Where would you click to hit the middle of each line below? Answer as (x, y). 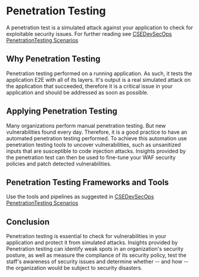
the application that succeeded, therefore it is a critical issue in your (89, 86)
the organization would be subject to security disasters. (74, 268)
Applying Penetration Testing (62, 111)
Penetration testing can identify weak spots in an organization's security (95, 249)
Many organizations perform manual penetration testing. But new (86, 125)
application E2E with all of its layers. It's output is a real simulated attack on (98, 79)
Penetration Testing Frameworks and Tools (88, 182)
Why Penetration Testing (53, 59)
